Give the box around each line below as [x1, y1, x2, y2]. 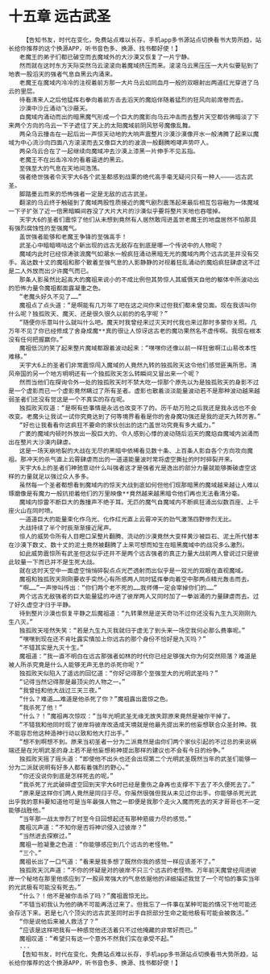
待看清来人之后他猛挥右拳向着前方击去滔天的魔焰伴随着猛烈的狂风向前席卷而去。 [19, 96, 247, 104]
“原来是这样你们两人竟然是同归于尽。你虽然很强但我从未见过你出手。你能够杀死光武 [19, 789, 257, 798]
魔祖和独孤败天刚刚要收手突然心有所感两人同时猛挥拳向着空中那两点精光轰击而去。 [19, 575, 254, 583]
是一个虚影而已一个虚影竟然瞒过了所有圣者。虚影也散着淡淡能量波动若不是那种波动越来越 [8, 387, 260, 395]
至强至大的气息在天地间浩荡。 [19, 164, 103, 172]
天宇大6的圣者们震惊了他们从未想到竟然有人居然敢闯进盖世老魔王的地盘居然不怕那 [19, 215, 251, 224]
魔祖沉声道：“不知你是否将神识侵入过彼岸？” [19, 823, 147, 831]
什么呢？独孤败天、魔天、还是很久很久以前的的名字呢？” [8, 309, 168, 318]
